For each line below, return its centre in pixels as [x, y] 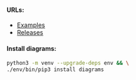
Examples [31, 25]
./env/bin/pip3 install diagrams [55, 70]
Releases [30, 33]
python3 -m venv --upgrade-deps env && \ [68, 63]
